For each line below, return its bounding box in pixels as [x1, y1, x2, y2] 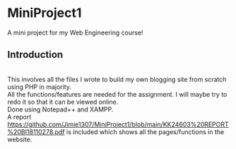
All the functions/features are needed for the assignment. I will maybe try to [7, 90, 228, 98]
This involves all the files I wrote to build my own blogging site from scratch [7, 75, 227, 83]
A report [7, 112, 32, 121]
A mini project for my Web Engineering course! [7, 28, 143, 37]
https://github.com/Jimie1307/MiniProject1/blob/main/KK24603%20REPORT [7, 120, 229, 129]
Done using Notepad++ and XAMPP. [7, 105, 114, 114]
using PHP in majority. [7, 83, 72, 91]
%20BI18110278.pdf [7, 127, 65, 136]
